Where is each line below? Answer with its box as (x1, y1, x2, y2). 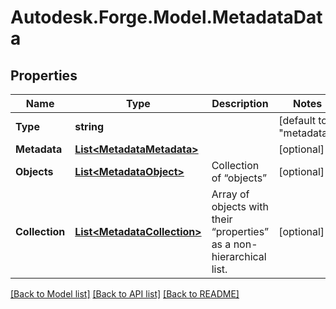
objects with (211, 200, 269, 213)
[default (278, 114, 316, 127)
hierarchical (211, 250, 267, 263)
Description (211, 97, 269, 110)
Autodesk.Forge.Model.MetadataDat (10, 6, 323, 29)
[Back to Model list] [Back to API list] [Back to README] (10, 288, 240, 300)
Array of (211, 187, 250, 201)
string (74, 120, 105, 133)
